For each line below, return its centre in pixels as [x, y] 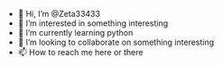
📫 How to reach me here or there [80, 52]
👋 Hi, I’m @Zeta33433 [59, 14]
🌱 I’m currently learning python [75, 33]
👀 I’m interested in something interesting [93, 23]
